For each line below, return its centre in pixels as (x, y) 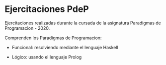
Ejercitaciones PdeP (47, 9)
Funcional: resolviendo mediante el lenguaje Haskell (65, 47)
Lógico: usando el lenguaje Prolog (47, 57)
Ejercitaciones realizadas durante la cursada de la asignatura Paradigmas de (83, 23)
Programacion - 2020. (27, 28)
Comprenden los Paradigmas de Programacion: (53, 38)
